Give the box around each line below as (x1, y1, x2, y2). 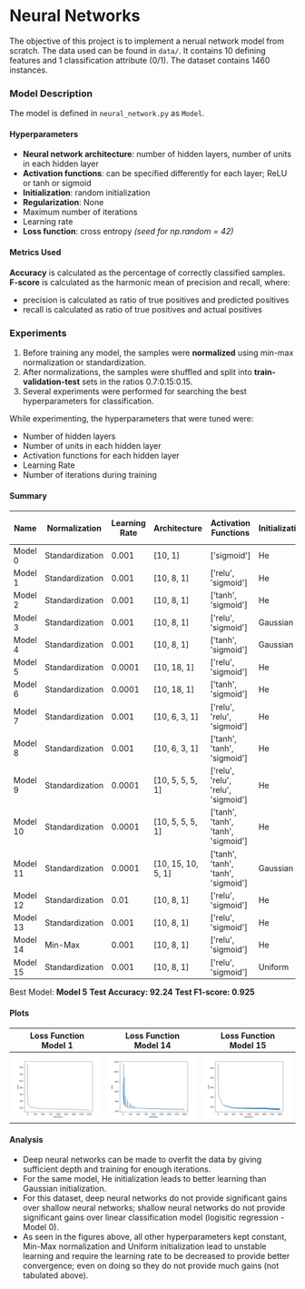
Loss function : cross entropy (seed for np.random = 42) (22, 226, 234, 237)
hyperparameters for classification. (22, 395, 154, 406)
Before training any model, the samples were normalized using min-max (22, 347, 294, 358)
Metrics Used (9, 247, 62, 258)
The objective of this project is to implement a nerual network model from (9, 35, 284, 46)
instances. (9, 64, 48, 75)
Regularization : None (22, 197, 104, 208)
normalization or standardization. (22, 356, 147, 368)
